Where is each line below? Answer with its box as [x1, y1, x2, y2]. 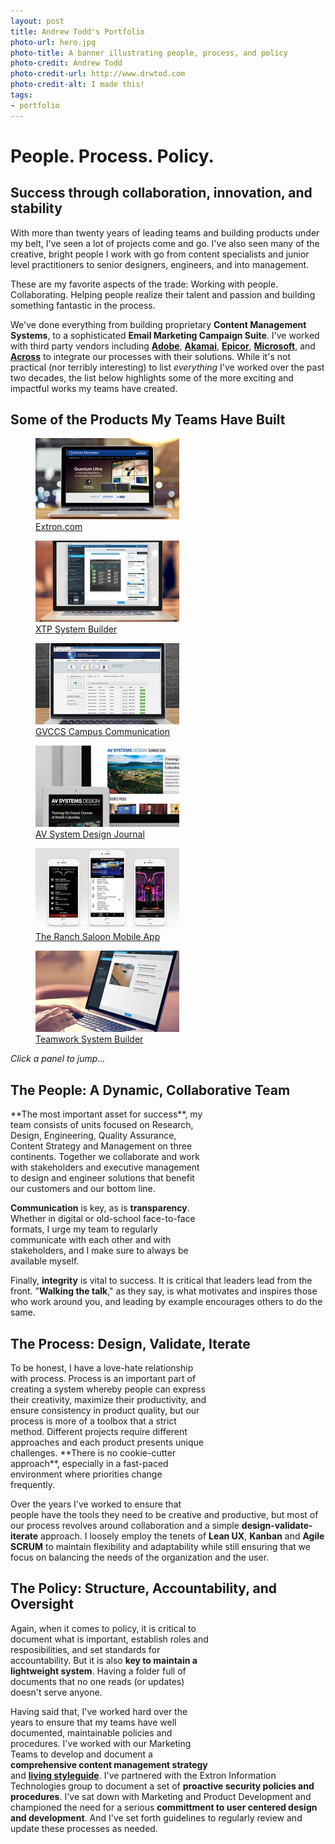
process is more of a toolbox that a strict [10, 1415, 177, 1427]
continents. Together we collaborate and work [10, 1151, 200, 1163]
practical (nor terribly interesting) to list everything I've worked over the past [10, 361, 325, 373]
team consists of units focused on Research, [10, 1119, 194, 1131]
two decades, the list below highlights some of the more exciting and [10, 371, 294, 384]
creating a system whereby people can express [10, 1383, 206, 1395]
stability [10, 200, 63, 217]
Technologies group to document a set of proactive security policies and [10, 1780, 315, 1792]
